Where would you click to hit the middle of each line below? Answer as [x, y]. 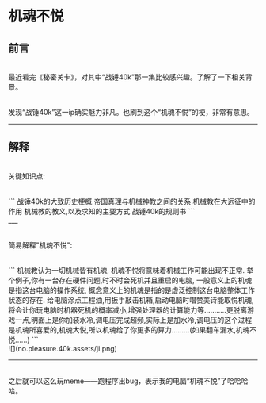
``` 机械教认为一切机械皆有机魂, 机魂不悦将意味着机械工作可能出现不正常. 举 [131, 270]
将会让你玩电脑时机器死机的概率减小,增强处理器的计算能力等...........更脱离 [128, 309]
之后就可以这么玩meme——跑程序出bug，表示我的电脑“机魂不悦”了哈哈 [125, 381]
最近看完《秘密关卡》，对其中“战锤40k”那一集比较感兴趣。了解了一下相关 [127, 77]
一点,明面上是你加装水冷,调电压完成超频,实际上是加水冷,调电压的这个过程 [133, 320]
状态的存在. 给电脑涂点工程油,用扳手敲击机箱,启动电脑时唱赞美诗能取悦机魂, [131, 300]
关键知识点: [27, 176]
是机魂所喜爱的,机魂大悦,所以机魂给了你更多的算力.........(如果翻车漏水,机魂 [129, 329]
